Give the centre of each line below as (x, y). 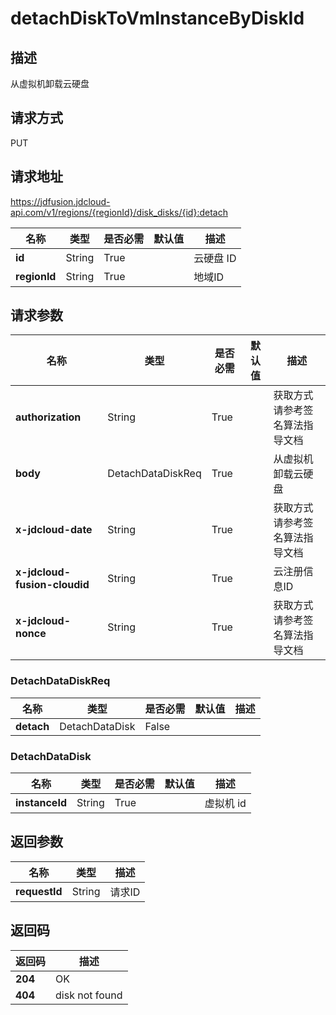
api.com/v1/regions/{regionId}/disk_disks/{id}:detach (119, 212)
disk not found (89, 995)
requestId (39, 891)
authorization (48, 417)
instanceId (41, 803)
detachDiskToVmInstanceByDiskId (157, 18)
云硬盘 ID (215, 258)
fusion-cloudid (52, 585)
